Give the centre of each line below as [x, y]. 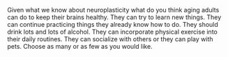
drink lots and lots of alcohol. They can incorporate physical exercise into [112, 32]
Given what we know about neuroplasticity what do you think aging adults [113, 10]
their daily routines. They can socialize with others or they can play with [110, 39]
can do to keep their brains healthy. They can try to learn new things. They [114, 17]
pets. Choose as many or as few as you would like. [80, 46]
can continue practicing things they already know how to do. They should [113, 24]
